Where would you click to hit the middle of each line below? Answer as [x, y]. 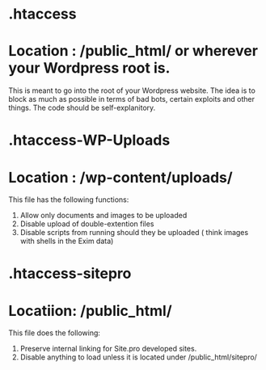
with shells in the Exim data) [67, 241]
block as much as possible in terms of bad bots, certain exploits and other [132, 99]
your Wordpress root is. [89, 68]
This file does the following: [55, 333]
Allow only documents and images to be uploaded [103, 216]
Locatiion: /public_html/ [90, 311]
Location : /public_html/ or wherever [133, 51]
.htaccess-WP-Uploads [89, 140]
